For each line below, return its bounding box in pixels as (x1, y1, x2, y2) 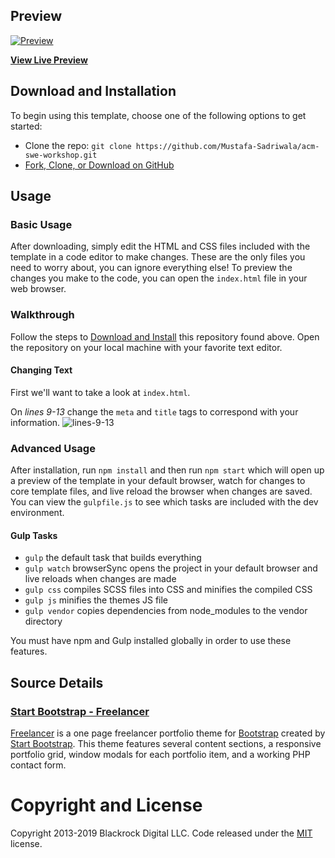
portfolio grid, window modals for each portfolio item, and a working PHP (10, 749, 311, 760)
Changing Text (10, 364, 73, 376)
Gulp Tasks (10, 529, 58, 541)
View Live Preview (10, 54, 88, 66)
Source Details (10, 674, 104, 691)
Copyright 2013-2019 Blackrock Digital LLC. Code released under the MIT (10, 827, 313, 839)
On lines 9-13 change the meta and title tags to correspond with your (10, 405, 299, 418)
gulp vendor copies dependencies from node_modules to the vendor (24, 605, 308, 617)
